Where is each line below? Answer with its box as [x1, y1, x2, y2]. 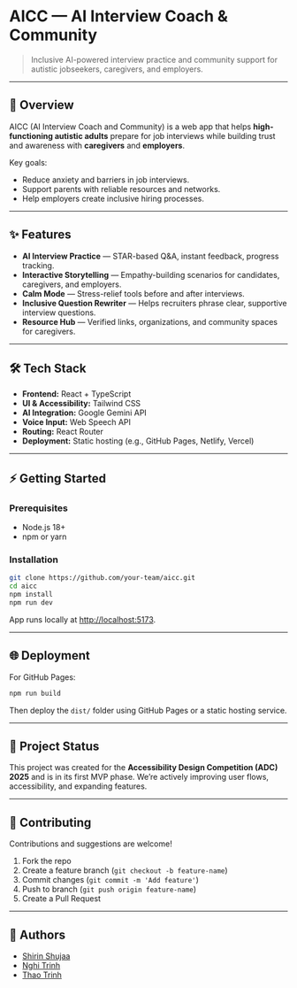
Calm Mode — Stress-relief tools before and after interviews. [21, 288, 245, 298]
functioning [9, 130, 53, 141]
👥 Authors [9, 927, 66, 942]
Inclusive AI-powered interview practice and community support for [30, 54, 278, 65]
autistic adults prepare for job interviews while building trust [54, 130, 276, 141]
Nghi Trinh [21, 960, 61, 970]
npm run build [9, 689, 62, 698]
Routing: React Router [21, 427, 104, 437]
